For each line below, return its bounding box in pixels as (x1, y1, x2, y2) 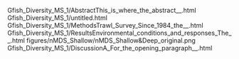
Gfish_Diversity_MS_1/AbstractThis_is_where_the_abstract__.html (7, 6, 197, 14)
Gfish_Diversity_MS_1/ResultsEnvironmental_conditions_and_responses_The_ (7, 28, 232, 37)
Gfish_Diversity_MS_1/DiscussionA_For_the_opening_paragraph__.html (7, 44, 213, 52)
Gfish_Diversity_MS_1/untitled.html (7, 14, 108, 22)
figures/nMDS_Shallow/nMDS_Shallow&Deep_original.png (26, 36, 196, 45)
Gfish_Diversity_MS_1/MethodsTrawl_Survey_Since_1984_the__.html (7, 21, 204, 29)
